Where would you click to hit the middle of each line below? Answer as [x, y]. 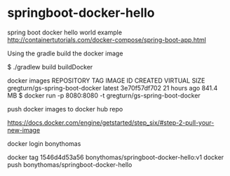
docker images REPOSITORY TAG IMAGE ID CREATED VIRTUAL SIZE [106, 80]
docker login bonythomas [44, 143]
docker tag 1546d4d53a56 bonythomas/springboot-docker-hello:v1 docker [116, 157]
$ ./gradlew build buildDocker [50, 67]
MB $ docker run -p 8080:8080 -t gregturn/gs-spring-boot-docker [104, 95]
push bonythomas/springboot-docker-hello [70, 164]
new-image [24, 130]
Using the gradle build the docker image [65, 53]
